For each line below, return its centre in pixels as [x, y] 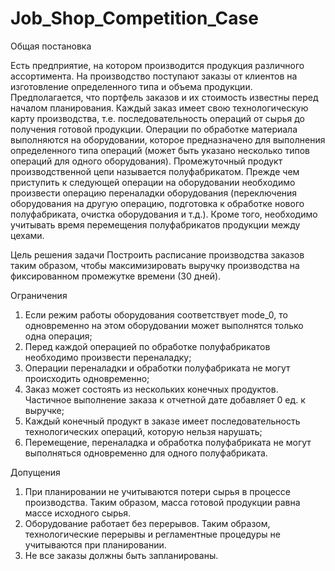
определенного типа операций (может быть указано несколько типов [160, 150]
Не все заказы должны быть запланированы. [121, 555]
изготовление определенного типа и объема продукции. [131, 86]
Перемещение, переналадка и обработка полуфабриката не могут [168, 442]
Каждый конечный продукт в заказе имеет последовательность [162, 421]
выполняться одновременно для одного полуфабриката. [146, 453]
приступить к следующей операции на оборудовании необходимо [153, 182]
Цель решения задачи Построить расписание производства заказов [157, 254]
